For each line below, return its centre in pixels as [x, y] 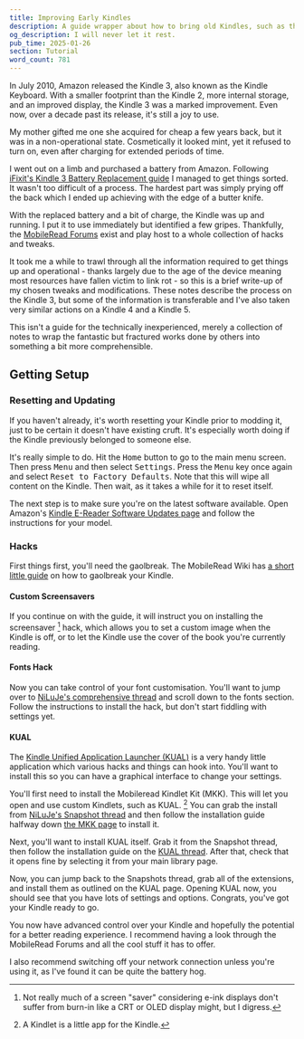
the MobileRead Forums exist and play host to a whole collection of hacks [147, 234]
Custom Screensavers [52, 596]
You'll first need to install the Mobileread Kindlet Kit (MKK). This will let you [149, 794]
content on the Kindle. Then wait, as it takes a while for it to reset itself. [142, 486]
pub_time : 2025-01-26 [50, 43]
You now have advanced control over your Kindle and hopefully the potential [152, 925]
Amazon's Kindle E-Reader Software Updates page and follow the [132, 513]
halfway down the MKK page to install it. [85, 824]
